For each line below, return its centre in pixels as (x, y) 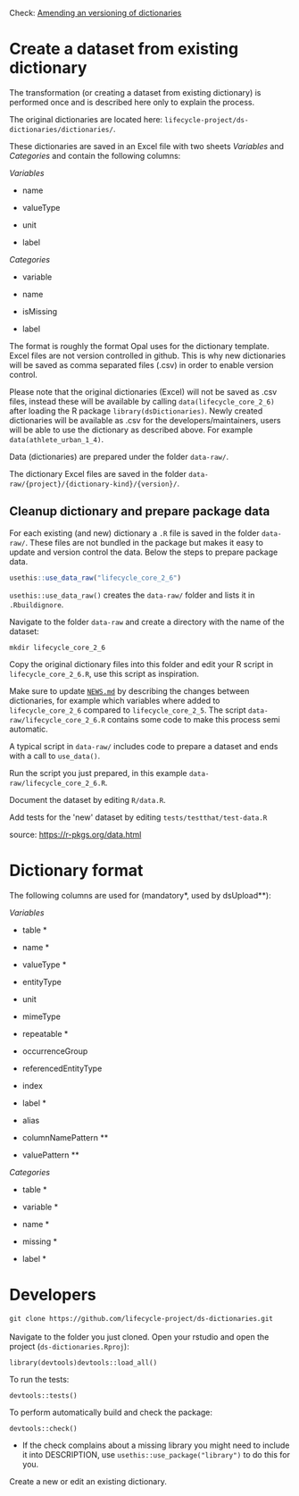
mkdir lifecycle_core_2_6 (57, 648)
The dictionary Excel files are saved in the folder (98, 473)
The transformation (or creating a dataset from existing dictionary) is (135, 92)
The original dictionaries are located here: (86, 119)
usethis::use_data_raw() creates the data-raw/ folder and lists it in (132, 595)
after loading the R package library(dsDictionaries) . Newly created (136, 411)
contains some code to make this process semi (194, 719)
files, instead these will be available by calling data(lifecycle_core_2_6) (142, 401)
